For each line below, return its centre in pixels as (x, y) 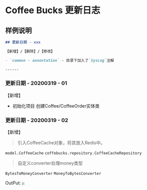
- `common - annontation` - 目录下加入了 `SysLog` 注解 (60, 60)
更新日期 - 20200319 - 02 (37, 120)
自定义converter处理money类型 (50, 163)
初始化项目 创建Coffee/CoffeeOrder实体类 (56, 106)
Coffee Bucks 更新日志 (53, 10)
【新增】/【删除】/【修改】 (30, 51)
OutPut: (13, 183)
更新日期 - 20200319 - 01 (36, 83)
